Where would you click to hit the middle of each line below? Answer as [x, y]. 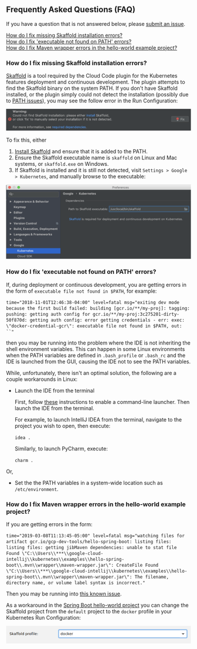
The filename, [152, 577]
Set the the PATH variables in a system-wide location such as [89, 483]
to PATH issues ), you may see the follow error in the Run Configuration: [92, 101]
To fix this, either [26, 140]
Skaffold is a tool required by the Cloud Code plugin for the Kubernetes [92, 76]
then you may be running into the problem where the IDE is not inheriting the [98, 343]
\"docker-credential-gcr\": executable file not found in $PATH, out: [94, 326]
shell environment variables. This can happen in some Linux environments [96, 349]
